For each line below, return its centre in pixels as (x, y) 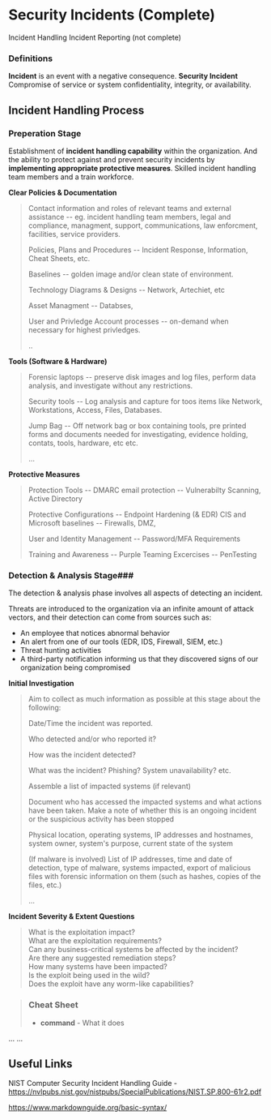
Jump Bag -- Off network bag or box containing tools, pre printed (137, 425)
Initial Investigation (41, 684)
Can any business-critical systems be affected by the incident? (133, 950)
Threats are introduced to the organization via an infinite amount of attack (131, 609)
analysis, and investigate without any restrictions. (110, 385)
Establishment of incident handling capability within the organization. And (133, 151)
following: (44, 708)
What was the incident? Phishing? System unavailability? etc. (129, 770)
